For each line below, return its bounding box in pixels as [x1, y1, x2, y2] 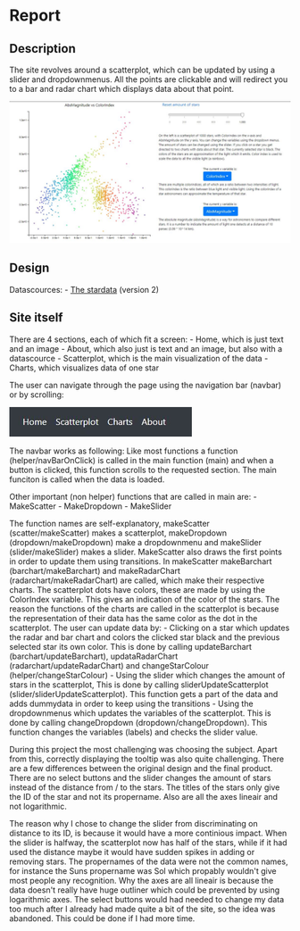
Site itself [9, 310, 63, 326]
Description [9, 41, 76, 56]
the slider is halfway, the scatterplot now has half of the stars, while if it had [9, 836, 287, 848]
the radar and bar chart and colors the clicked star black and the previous [9, 631, 280, 643]
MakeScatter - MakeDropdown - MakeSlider [9, 501, 172, 511]
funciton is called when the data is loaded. [9, 474, 165, 485]
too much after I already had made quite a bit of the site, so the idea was [9, 903, 276, 914]
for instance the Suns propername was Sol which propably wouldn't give [9, 865, 277, 876]
